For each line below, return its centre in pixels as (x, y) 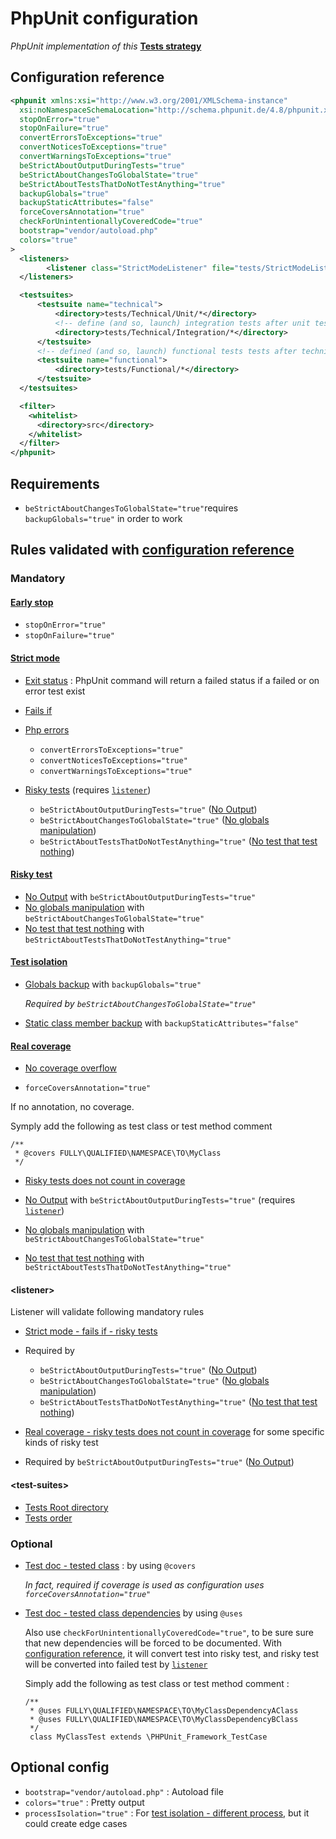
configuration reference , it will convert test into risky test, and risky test (172, 1653)
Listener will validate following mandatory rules (107, 1312)
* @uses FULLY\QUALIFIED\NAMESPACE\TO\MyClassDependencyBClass (164, 1719)
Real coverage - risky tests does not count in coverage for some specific (174, 1432)
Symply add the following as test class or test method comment (141, 1126)
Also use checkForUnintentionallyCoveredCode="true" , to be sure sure (169, 1632)
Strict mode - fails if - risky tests (91, 1331)
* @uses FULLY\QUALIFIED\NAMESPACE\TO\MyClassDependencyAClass (164, 1710)
